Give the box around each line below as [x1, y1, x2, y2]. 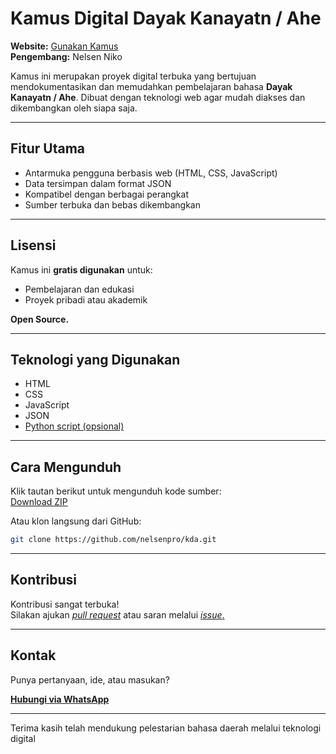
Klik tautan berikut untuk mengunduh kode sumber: [10, 485, 222, 497]
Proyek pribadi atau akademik [24, 293, 148, 306]
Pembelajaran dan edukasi [24, 283, 135, 295]
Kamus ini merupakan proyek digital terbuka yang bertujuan [10, 70, 257, 82]
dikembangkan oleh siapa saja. [10, 102, 138, 114]
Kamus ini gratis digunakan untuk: [10, 263, 153, 276]
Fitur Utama [10, 140, 86, 157]
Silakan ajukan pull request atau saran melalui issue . [10, 608, 225, 621]
